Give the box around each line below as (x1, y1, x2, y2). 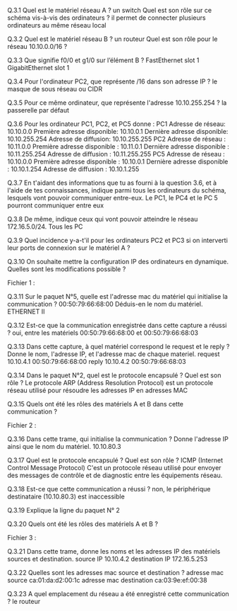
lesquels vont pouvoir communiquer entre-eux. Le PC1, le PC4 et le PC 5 (7, 194, 219, 202)
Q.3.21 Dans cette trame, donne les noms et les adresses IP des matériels (7, 547, 221, 555)
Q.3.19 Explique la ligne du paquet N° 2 (7, 506, 120, 514)
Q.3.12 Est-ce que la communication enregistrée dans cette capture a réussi (7, 321, 227, 329)
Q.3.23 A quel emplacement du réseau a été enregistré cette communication (7, 590, 229, 598)
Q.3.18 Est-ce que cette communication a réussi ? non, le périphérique (7, 485, 211, 493)
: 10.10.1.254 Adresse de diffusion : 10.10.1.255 (7, 165, 140, 173)
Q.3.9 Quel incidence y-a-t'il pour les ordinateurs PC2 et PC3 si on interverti (7, 236, 228, 244)
